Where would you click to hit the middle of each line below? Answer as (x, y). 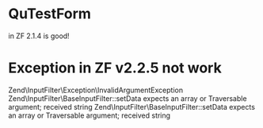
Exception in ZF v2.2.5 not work (115, 68)
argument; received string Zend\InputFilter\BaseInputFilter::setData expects (132, 107)
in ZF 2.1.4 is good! (39, 36)
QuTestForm (50, 14)
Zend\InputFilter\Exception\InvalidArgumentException (96, 90)
